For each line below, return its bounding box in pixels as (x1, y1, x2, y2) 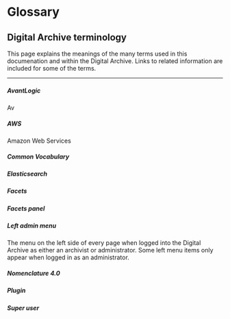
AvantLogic (7, 86, 41, 95)
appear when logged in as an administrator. (7, 253, 130, 261)
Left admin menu (7, 222, 57, 230)
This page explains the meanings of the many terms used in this (7, 49, 188, 58)
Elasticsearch (7, 169, 48, 178)
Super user (7, 303, 40, 312)
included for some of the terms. (7, 64, 97, 72)
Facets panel (7, 204, 45, 213)
